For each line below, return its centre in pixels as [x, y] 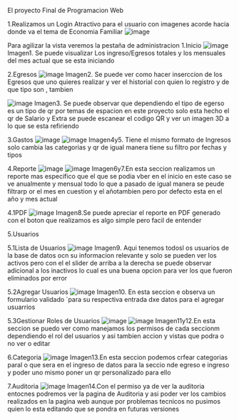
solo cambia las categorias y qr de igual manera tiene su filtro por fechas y [117, 147]
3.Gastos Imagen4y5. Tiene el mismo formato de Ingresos [119, 140]
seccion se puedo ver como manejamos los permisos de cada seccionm [113, 328]
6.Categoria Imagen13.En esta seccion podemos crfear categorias [118, 357]
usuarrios [21, 307]
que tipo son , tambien [40, 89]
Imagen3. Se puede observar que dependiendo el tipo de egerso [129, 103]
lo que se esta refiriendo [44, 126]
